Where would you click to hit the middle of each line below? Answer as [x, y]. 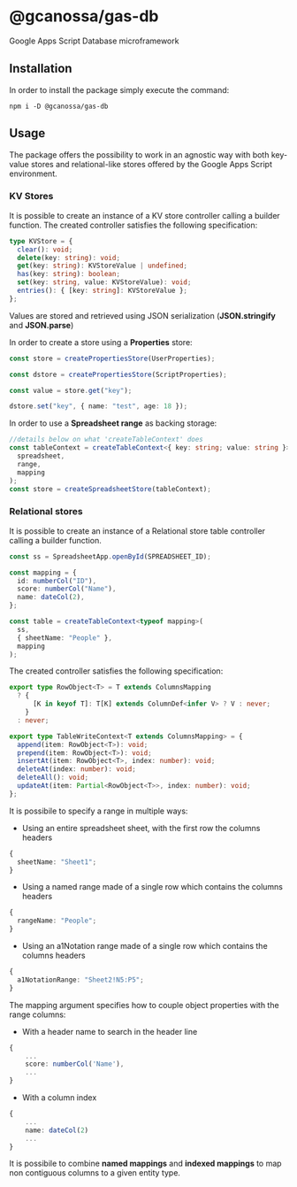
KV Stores [31, 197]
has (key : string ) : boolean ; [69, 274]
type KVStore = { [41, 241]
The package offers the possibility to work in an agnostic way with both [139, 154]
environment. [33, 173]
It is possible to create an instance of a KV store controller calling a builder [145, 215]
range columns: [38, 1014]
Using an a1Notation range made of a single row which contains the [145, 946]
